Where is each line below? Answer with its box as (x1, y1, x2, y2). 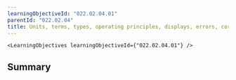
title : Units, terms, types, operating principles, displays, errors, (7, 23, 218, 30)
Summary (7, 61, 51, 73)
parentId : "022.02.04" (7, 17, 74, 24)
